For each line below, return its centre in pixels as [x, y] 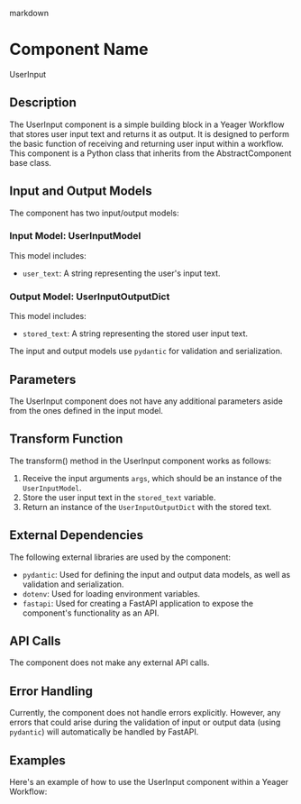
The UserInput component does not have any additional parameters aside [146, 401]
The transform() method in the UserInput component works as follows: [141, 461]
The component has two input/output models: [95, 213]
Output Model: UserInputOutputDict [90, 297]
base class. [31, 162]
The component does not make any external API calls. [109, 662]
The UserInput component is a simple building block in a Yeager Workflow [147, 124]
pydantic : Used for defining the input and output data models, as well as [156, 574]
